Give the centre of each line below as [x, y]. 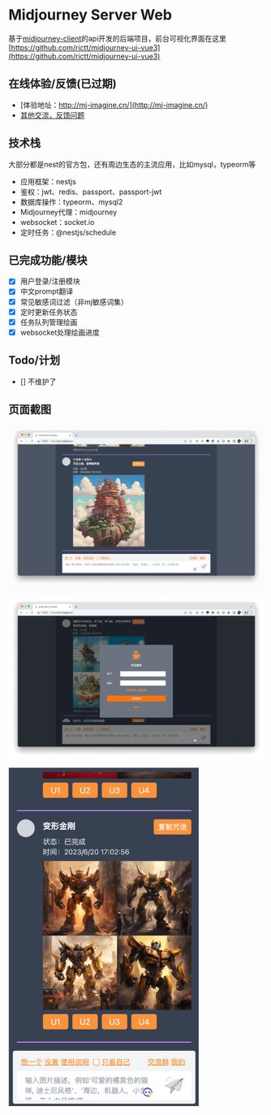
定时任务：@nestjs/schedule [68, 232]
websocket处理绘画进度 [60, 332]
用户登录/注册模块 [50, 281]
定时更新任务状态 [49, 312]
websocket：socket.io [57, 222]
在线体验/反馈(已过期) [62, 84]
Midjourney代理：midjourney [69, 212]
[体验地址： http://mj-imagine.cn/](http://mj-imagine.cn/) [114, 105]
